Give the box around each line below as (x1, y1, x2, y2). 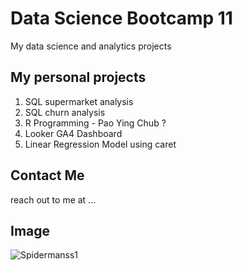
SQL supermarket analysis (24, 95, 134, 107)
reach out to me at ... (10, 193, 97, 206)
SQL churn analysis (24, 106, 106, 118)
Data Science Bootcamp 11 (10, 7, 233, 30)
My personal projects (10, 69, 147, 86)
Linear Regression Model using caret (24, 138, 177, 150)
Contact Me (10, 167, 85, 184)
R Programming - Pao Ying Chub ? (24, 117, 167, 129)
